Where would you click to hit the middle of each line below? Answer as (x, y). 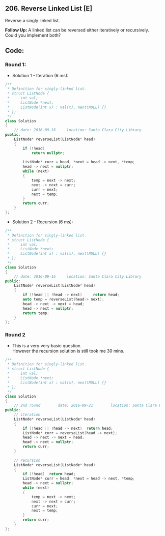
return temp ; (36, 313)
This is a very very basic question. (47, 345)
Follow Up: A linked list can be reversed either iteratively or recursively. (77, 30)
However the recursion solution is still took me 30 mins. (68, 351)
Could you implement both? (33, 35)
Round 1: (15, 65)
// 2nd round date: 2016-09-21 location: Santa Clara (85, 406)
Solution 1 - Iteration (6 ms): (40, 75)
